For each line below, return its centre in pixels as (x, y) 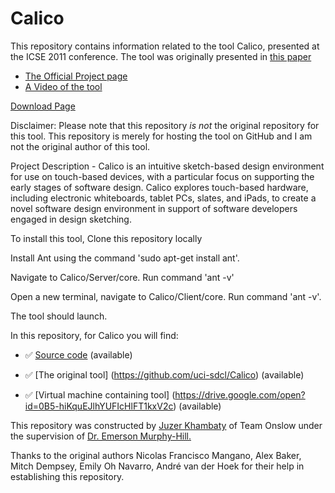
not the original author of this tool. (80, 146)
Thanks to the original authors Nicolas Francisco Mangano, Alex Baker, (156, 455)
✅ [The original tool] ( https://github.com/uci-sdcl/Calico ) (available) (164, 374)
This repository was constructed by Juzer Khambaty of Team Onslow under (166, 425)
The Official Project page (76, 76)
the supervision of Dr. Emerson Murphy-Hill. (101, 436)
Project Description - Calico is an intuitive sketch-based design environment (167, 166)
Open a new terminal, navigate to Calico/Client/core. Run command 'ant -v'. (166, 296)
